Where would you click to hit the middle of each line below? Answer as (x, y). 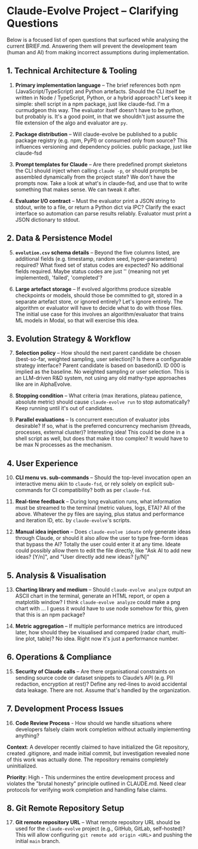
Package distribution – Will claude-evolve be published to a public (96, 134)
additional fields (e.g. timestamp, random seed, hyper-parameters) (96, 258)
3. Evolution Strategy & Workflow (69, 338)
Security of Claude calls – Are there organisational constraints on (95, 671)
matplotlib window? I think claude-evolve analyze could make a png (98, 602)
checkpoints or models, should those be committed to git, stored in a (99, 295)
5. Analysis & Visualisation (57, 576)
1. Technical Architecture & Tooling (72, 71)
